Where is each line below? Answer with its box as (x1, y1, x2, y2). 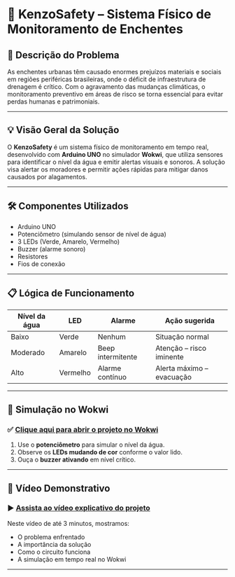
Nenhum (97, 332, 126, 342)
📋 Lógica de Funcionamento (7, 287, 135, 300)
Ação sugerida (164, 316, 215, 326)
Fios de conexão (17, 259, 66, 268)
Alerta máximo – (155, 363, 208, 373)
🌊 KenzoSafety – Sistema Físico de (7, 6, 212, 22)
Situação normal (155, 332, 210, 342)
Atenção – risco (155, 343, 207, 353)
